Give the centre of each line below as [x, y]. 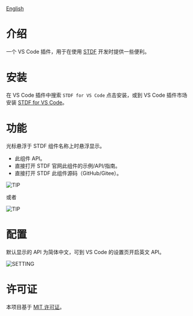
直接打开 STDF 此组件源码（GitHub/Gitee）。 [68, 173]
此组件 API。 [30, 158]
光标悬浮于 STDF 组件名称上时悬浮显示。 [56, 146]
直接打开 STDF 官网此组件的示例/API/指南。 [67, 166]
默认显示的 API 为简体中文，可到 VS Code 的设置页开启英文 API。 [85, 252]
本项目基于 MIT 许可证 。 [36, 307]
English [15, 9]
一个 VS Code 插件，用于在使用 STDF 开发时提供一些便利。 [78, 51]
